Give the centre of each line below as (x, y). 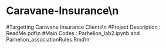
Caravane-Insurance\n (62, 11)
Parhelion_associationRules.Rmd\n (48, 39)
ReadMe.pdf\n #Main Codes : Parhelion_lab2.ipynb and (73, 33)
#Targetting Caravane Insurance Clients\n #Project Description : (83, 27)
